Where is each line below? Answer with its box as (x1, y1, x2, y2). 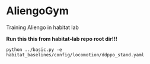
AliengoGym (6, 4, 69, 18)
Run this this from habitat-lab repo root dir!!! (6, 35, 117, 42)
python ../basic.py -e (6, 46, 62, 53)
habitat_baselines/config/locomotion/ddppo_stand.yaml (6, 52, 145, 57)
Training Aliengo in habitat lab (6, 24, 79, 31)
